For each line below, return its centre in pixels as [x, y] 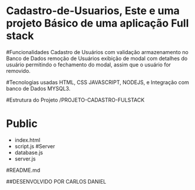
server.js [25, 159]
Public [22, 124]
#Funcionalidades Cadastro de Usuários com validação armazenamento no [97, 52]
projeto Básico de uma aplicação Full [97, 23]
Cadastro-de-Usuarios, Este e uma [93, 11]
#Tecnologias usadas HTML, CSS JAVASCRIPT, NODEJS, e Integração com [98, 82]
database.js [29, 152]
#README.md [23, 170]
